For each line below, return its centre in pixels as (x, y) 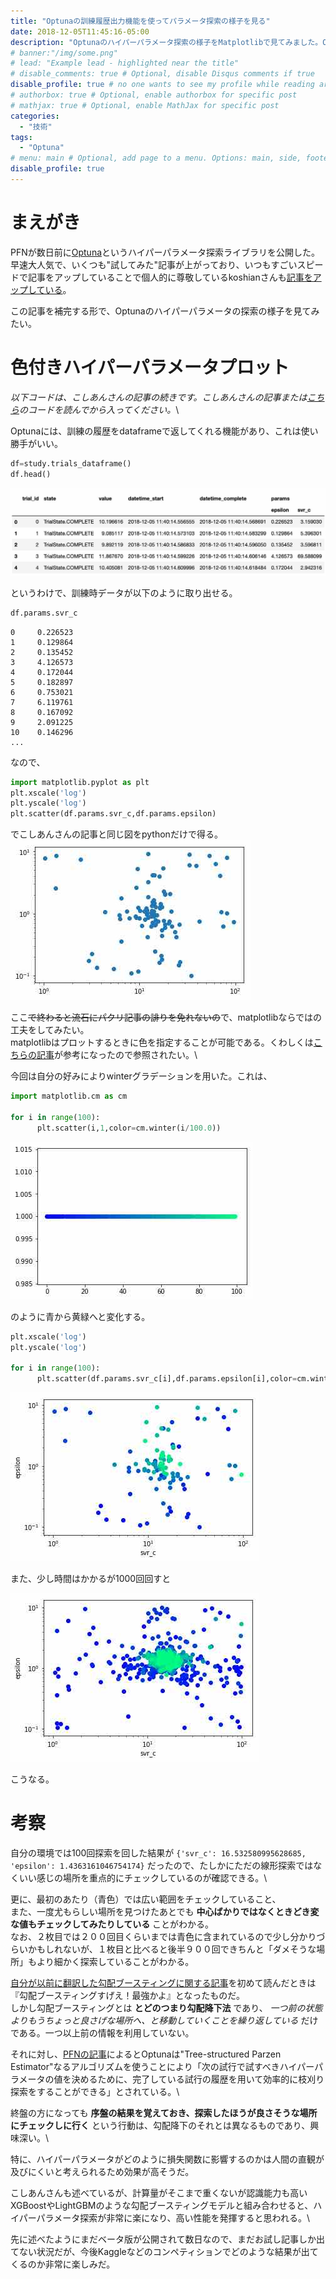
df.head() (31, 474)
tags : (21, 137)
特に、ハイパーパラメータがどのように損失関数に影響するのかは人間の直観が (167, 2159)
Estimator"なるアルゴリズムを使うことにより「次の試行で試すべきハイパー (162, 2066)
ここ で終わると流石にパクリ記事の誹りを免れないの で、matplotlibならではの (166, 1017)
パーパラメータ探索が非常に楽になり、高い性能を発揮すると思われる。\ (164, 2217)
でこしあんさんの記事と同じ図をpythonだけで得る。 (116, 834)
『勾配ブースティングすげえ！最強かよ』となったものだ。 (127, 1995)
